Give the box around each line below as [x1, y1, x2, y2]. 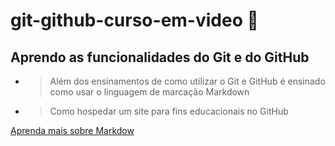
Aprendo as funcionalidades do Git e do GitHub [10, 49, 310, 66]
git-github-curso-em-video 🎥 [10, 9, 259, 32]
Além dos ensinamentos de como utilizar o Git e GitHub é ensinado [49, 75, 326, 87]
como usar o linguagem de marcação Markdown [49, 86, 250, 98]
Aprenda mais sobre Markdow [10, 125, 135, 136]
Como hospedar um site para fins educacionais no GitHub [49, 105, 289, 117]
